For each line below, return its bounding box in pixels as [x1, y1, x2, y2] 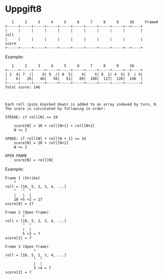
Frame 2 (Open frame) [5, 209, 49, 215]
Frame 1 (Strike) [5, 175, 41, 181]
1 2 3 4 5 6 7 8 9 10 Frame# [11, 20, 159, 24]
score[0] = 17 [5, 201, 34, 206]
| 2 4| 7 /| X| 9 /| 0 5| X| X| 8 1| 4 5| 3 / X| [5, 72, 143, 77]
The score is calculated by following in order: [5, 106, 106, 111]
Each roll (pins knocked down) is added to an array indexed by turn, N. [5, 102, 159, 107]
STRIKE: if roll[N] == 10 [5, 115, 58, 119]
